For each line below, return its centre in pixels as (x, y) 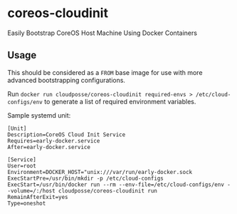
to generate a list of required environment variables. (120, 101)
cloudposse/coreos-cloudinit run (108, 190)
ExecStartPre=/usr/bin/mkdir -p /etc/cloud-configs (85, 178)
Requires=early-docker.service (54, 141)
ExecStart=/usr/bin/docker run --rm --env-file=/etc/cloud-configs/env (116, 184)
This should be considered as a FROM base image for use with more (105, 72)
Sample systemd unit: (39, 115)
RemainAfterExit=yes (38, 197)
